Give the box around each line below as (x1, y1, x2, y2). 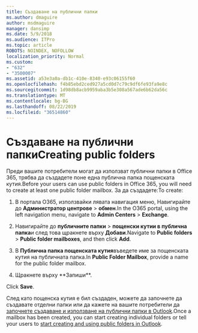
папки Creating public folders (6, 148, 155, 161)
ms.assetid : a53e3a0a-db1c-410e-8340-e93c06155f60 (6, 76, 136, 82)
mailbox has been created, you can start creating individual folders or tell (6, 314, 187, 321)
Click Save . (6, 283, 35, 290)
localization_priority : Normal (6, 53, 85, 59)
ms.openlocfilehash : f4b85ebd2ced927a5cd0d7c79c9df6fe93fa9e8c (6, 82, 168, 88)
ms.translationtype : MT (6, 92, 66, 98)
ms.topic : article (6, 43, 52, 49)
